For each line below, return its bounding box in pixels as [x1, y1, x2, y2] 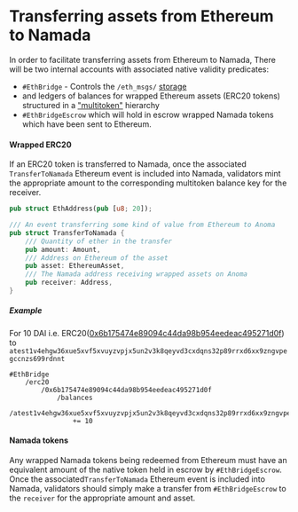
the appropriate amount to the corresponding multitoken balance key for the [9, 177, 287, 188]
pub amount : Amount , [25, 245, 101, 254]
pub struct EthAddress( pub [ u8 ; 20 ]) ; [9, 204, 153, 214]
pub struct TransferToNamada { [9, 228, 125, 237]
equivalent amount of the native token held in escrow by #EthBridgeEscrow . [9, 464, 282, 476]
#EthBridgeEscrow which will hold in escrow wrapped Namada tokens [21, 109, 274, 120]
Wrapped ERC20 [9, 139, 73, 150]
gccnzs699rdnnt [9, 354, 66, 363]
